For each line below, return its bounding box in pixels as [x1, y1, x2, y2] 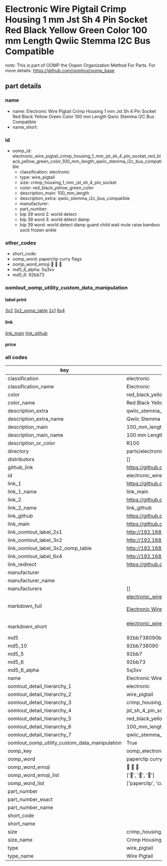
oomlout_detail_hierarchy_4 [7, 707, 72, 714]
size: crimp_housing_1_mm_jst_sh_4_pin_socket [19, 179, 117, 185]
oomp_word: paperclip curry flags [12, 256, 82, 262]
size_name [7, 837, 33, 844]
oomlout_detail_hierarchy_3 [7, 699, 72, 706]
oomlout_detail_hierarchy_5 [7, 715, 72, 722]
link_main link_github [5, 330, 48, 336]
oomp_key [7, 748, 32, 755]
